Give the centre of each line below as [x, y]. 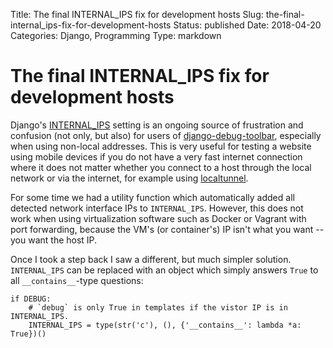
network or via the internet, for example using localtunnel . [129, 178]
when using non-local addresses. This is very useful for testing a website [161, 146]
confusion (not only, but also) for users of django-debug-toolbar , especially [166, 135]
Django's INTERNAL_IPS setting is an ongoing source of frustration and [157, 125]
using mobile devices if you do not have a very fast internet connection [156, 156]
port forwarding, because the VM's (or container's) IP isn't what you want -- [167, 229]
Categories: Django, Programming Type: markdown [116, 35]
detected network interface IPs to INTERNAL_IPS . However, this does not [157, 208]
